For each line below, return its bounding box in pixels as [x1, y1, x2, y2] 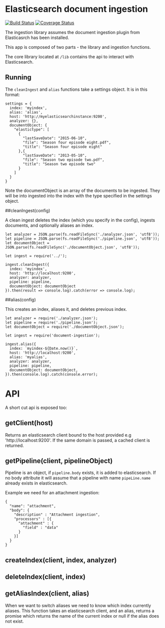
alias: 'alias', [9, 110, 43, 114]
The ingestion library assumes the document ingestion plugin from [5, 29, 140, 35]
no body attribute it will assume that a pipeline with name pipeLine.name [5, 475, 151, 481]
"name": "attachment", [9, 504, 56, 509]
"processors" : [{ [14, 517, 52, 521]
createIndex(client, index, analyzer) [5, 556, 117, 564]
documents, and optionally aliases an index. [5, 222, 94, 228]
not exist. [5, 618, 24, 624]
